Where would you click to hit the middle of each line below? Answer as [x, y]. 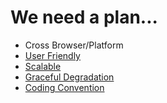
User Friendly [52, 55]
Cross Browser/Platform [74, 45]
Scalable [43, 66]
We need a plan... [84, 17]
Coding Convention [64, 87]
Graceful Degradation [69, 77]
